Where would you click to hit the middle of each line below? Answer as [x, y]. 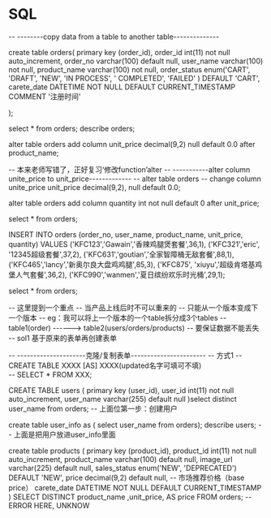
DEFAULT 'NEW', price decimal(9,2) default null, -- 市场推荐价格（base [127, 477]
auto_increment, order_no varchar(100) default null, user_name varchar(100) [136, 61]
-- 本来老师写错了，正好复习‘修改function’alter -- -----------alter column [129, 169]
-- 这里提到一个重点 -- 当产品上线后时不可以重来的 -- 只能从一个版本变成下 [133, 307]
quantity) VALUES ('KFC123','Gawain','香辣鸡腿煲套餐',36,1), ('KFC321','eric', [134, 244]
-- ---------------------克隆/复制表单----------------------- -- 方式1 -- [125, 355]
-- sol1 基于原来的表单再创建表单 [63, 338]
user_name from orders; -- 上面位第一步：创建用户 [93, 408]
